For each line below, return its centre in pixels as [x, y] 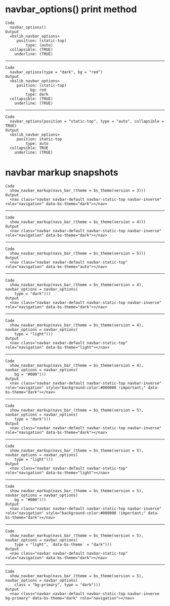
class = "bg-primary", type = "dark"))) [57, 585]
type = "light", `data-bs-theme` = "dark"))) [63, 545]
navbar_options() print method [71, 9]
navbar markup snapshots [62, 172]
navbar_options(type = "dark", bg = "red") [56, 72]
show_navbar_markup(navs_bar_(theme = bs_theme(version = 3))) [78, 190]
